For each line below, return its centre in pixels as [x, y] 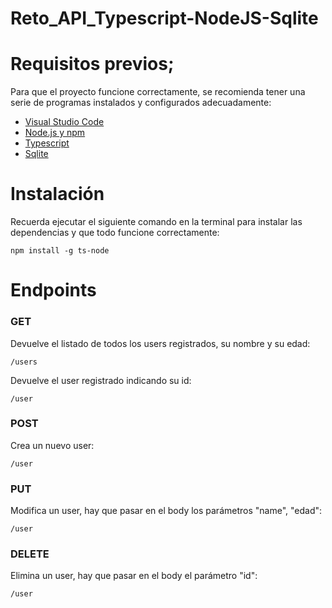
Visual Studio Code [64, 122]
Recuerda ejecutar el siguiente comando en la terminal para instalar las [156, 222]
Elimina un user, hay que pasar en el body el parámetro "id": [134, 576]
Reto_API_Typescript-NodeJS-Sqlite [164, 18]
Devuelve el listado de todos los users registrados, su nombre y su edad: [160, 343]
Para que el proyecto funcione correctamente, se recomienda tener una [158, 92]
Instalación [57, 194]
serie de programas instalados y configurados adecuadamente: [141, 103]
